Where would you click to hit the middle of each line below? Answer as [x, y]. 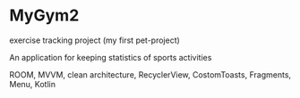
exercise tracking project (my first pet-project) [95, 40]
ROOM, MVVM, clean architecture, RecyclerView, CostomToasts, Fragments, [150, 74]
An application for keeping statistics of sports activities [111, 57]
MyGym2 [44, 16]
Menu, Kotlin [33, 84]
